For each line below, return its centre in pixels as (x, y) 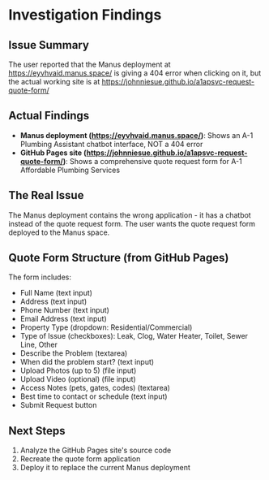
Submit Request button (58, 405)
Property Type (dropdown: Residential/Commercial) (106, 327)
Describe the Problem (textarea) (74, 353)
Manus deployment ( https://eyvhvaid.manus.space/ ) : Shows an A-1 (137, 135)
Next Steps (37, 431)
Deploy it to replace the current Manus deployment (105, 468)
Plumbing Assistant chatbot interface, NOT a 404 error (111, 144)
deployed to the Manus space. (59, 232)
